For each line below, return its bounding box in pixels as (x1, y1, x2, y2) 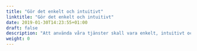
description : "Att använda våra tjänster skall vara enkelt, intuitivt (6, 30, 185, 36)
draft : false (6, 25, 38, 31)
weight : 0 (6, 36, 30, 42)
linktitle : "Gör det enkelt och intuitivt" (6, 14, 114, 20)
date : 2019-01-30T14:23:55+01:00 (6, 19, 88, 25)
